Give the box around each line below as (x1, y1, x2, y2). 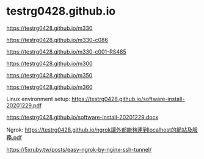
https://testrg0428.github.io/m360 (6, 83, 93, 91)
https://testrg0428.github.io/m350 (6, 71, 93, 79)
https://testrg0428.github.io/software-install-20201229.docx (6, 113, 159, 121)
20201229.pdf (6, 102, 42, 109)
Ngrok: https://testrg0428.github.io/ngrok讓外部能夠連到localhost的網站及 (6, 126, 193, 133)
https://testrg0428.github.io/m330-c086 (6, 36, 109, 43)
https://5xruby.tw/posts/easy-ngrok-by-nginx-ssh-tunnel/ (6, 146, 152, 153)
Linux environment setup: (6, 95, 70, 102)
